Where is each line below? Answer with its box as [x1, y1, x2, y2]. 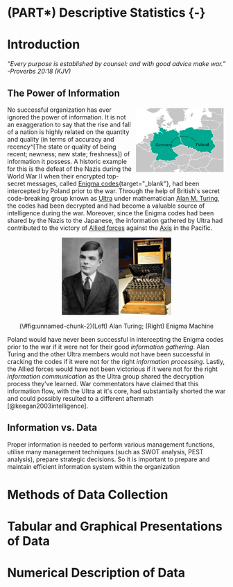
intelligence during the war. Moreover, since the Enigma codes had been [7, 208, 214, 217]
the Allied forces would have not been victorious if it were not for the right [7, 365, 218, 373]
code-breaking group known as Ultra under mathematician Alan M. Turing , [7, 194, 220, 202]
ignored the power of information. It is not [7, 113, 126, 121]
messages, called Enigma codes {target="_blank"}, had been [26, 179, 200, 188]
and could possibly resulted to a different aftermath [7, 394, 154, 402]
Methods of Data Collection [7, 486, 169, 502]
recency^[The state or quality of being [7, 142, 116, 151]
